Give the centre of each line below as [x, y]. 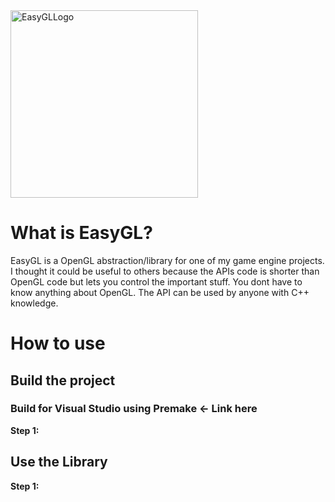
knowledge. [34, 303]
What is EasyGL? [81, 233]
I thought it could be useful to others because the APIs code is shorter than [165, 271]
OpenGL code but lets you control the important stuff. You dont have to [156, 281]
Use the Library [59, 462]
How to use [58, 343]
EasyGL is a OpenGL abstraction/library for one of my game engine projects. [167, 260]
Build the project [63, 380]
